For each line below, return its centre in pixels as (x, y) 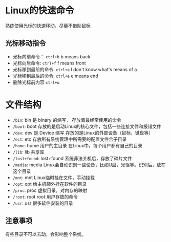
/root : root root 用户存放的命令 (45, 196)
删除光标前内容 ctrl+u (36, 82)
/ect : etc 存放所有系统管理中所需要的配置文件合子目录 (70, 139)
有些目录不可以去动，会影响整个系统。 (46, 234)
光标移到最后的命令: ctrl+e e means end (55, 76)
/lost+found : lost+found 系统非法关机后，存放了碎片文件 (72, 158)
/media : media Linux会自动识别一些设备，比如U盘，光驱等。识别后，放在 (89, 165)
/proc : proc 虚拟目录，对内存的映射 (50, 190)
